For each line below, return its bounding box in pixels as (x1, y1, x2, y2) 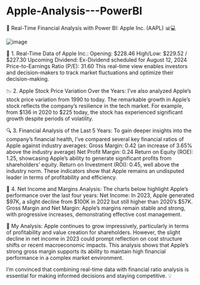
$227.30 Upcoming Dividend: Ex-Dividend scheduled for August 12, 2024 (6, 56, 187, 63)
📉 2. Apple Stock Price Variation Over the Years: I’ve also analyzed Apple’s (6, 87, 192, 94)
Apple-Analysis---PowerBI (6, 4, 143, 18)
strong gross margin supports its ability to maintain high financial (6, 247, 166, 255)
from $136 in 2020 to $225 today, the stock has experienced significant (6, 108, 183, 116)
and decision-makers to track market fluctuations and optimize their (6, 69, 174, 76)
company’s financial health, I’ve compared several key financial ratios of (6, 135, 184, 142)
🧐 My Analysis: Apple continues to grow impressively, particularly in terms (6, 222, 189, 229)
